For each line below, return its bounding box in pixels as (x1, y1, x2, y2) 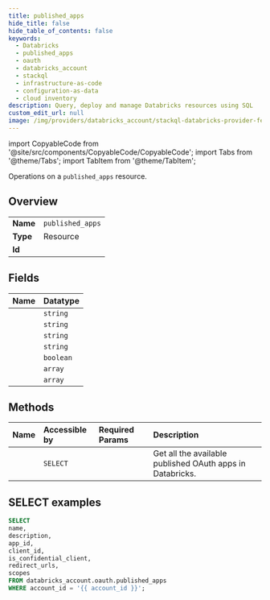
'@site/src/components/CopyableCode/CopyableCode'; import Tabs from (8, 147, 253, 157)
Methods (8, 400, 55, 414)
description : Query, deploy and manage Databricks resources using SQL (8, 101, 253, 110)
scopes (8, 569, 31, 577)
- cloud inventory (15, 94, 78, 102)
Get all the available (153, 448, 227, 459)
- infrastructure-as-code (15, 79, 103, 87)
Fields (8, 271, 40, 285)
